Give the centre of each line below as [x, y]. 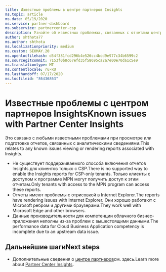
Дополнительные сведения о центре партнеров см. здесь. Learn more [85, 259]
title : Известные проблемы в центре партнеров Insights [64, 10]
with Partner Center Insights [64, 124]
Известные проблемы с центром [77, 103]
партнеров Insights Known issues [76, 113]
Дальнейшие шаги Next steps [52, 247]
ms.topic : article [24, 14]
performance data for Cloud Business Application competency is [78, 226]
